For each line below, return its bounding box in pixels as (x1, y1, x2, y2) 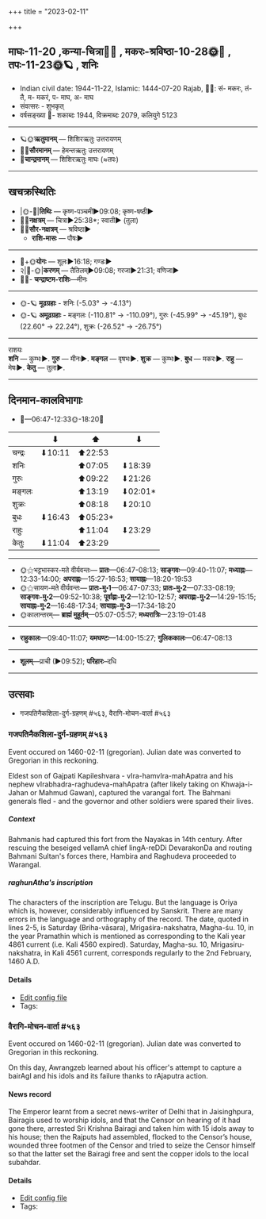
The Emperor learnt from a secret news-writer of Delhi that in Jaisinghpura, (8, 1107, 254, 1117)
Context (8, 814, 36, 824)
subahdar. (8, 1158, 41, 1167)
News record (8, 1089, 51, 1098)
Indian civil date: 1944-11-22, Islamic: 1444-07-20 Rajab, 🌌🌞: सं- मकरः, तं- (19, 83, 253, 93)
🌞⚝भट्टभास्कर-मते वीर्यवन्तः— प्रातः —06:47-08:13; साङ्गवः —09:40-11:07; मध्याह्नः (19, 565, 246, 575)
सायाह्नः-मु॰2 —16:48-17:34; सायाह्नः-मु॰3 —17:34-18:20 (19, 601, 177, 610)
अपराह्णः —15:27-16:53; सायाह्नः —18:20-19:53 (63, 575, 192, 584)
